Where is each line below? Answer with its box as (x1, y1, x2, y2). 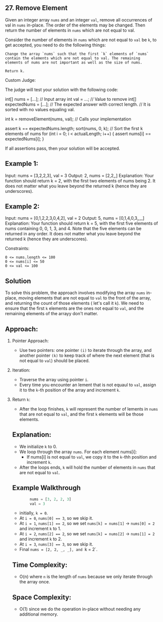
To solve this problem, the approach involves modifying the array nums (5, 290, 145, 296)
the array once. (19, 579, 50, 585)
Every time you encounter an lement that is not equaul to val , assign (19, 382, 157, 388)
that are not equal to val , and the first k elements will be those (19, 411, 144, 417)
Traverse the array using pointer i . (19, 377, 89, 383)
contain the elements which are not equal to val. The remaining (5, 56, 140, 61)
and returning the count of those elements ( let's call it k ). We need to (5, 300, 145, 306)
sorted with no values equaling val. (5, 106, 75, 112)
